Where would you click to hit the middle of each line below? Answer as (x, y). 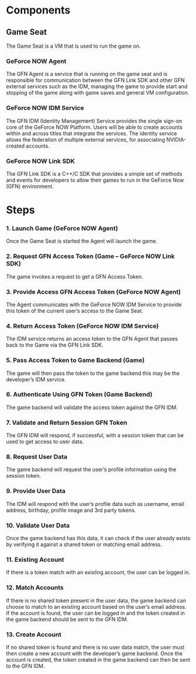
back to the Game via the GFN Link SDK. (55, 345)
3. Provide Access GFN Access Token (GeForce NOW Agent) (94, 291)
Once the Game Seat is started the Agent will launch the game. (82, 241)
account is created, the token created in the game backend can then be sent (98, 659)
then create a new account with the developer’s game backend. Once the (94, 653)
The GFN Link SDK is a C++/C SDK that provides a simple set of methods (94, 173)
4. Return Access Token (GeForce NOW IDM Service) (82, 326)
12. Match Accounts (35, 588)
